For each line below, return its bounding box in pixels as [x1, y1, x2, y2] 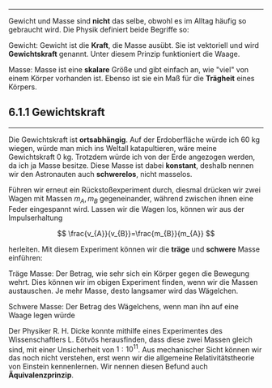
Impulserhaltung [8, 213, 63, 222]
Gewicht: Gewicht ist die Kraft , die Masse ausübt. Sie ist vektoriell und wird [8, 41, 259, 50]
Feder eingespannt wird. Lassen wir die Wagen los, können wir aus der [8, 204, 245, 213]
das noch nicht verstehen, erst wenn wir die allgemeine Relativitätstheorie [8, 353, 255, 363]
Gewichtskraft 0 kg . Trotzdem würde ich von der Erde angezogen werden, [8, 152, 256, 162]
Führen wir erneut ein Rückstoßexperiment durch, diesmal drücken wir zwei [8, 184, 261, 195]
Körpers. [8, 82, 38, 92]
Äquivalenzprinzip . [8, 370, 74, 380]
